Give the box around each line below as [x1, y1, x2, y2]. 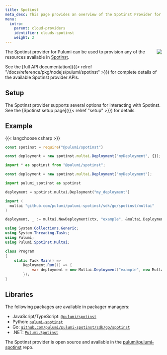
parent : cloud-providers [14, 26, 66, 31]
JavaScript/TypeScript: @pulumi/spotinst [12, 313, 97, 319]
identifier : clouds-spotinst [14, 30, 75, 35]
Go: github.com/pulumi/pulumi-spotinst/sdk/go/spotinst [12, 324, 130, 330]
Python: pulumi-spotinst [12, 319, 63, 325]
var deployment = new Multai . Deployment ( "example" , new [31, 267, 150, 272]
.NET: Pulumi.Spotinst [12, 329, 59, 335]
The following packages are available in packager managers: [5, 304, 130, 310]
